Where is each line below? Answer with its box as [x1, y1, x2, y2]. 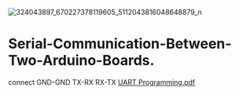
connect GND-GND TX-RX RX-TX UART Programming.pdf [8, 77, 196, 86]
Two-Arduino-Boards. [8, 52, 155, 70]
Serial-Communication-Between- [8, 35, 232, 53]
